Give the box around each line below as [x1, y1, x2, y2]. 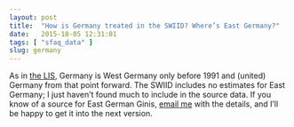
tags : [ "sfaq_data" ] [9, 37, 93, 47]
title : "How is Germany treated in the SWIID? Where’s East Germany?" [9, 21, 280, 30]
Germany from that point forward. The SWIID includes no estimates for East [9, 80, 286, 91]
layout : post [9, 12, 58, 22]
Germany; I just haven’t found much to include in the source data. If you [9, 90, 272, 100]
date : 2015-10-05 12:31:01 [9, 29, 117, 38]
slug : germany [9, 46, 62, 55]
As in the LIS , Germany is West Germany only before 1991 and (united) [9, 70, 266, 81]
